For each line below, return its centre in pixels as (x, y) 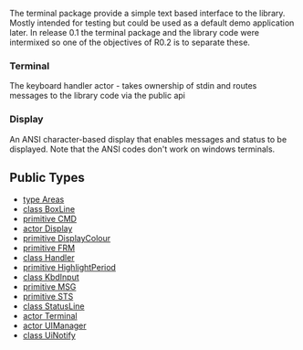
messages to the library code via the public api (97, 96)
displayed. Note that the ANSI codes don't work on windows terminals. (142, 149)
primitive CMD (50, 219)
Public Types (47, 177)
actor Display (47, 228)
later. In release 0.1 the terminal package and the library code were (135, 32)
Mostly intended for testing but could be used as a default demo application (152, 23)
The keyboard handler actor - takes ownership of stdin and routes (133, 86)
